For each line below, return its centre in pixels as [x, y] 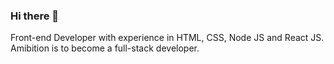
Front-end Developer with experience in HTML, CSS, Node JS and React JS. [167, 38]
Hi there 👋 [35, 16]
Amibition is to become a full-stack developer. [105, 48]
